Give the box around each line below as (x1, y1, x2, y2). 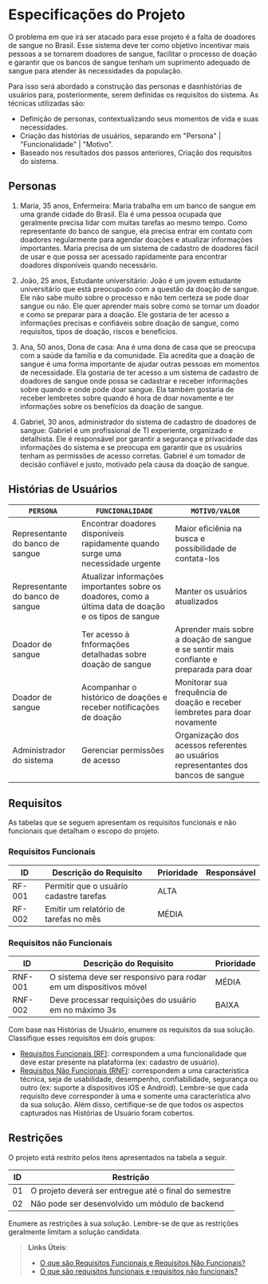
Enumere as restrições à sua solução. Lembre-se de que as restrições (8, 1218, 239, 1228)
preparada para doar (175, 663, 253, 674)
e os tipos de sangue (81, 610, 160, 622)
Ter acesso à (81, 629, 130, 640)
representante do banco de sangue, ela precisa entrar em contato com (19, 226, 253, 236)
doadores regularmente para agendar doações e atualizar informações (19, 234, 253, 244)
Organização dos (175, 729, 239, 741)
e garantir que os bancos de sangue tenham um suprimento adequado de (8, 58, 250, 67)
